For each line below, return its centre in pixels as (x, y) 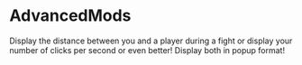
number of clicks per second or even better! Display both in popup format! (147, 50)
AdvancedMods (70, 16)
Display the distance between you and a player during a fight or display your (151, 41)
